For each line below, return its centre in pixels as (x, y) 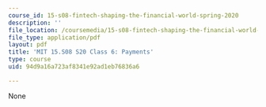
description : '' (35, 23)
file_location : (33, 30)
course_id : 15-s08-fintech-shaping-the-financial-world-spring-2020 (123, 15)
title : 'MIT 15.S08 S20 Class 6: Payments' (81, 52)
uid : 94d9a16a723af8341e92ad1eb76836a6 (74, 67)
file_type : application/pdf (55, 37)
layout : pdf (28, 45)
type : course (30, 60)
